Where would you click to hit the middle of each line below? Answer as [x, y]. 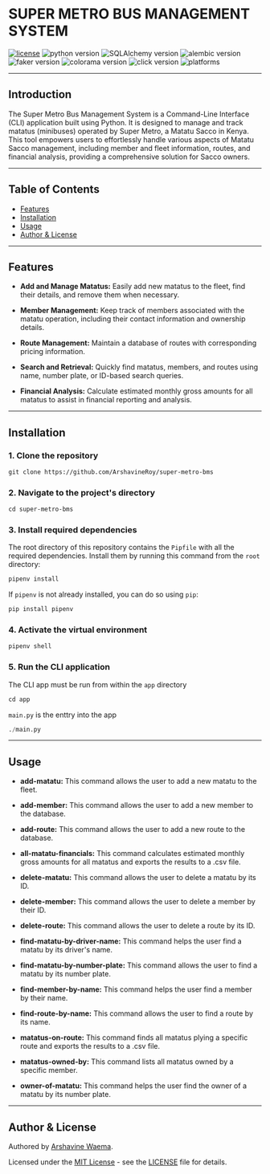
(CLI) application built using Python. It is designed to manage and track [126, 122]
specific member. [49, 1070]
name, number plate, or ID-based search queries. [102, 376]
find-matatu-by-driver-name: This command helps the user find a [131, 941]
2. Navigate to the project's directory [82, 492]
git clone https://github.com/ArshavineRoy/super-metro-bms [111, 472]
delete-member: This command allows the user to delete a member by [137, 902]
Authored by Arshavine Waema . [61, 1146]
